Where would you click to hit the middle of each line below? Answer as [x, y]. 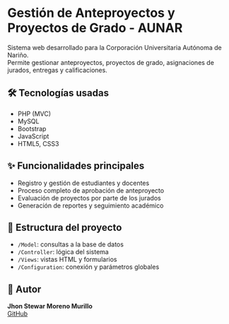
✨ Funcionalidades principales [76, 166]
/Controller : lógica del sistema [63, 252]
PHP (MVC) [34, 114]
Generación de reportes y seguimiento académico [90, 205]
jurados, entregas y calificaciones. [57, 70]
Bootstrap [32, 128]
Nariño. [18, 55]
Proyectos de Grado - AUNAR [95, 28]
